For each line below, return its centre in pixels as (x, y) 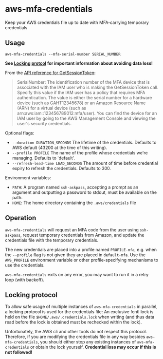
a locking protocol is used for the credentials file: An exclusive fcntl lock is (79, 312)
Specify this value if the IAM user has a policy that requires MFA (81, 92)
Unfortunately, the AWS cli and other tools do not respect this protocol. (76, 332)
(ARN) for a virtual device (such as (52, 108)
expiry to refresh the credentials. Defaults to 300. (61, 168)
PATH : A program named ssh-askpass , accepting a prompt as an (75, 187)
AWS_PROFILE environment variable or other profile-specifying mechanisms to (82, 260)
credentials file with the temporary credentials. (52, 240)
